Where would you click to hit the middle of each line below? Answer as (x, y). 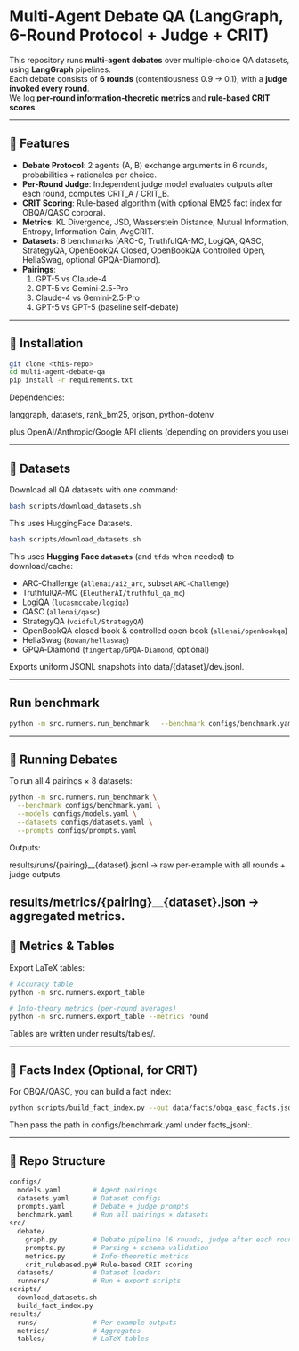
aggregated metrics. (67, 916)
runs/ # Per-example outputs (97, 1323)
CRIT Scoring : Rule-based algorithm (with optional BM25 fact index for (152, 203)
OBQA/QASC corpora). (64, 212)
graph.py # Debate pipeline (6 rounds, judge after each (149, 1240)
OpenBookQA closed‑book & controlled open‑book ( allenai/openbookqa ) (155, 631)
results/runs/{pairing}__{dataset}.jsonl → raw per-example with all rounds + (148, 865)
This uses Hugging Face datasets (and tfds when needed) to (122, 556)
